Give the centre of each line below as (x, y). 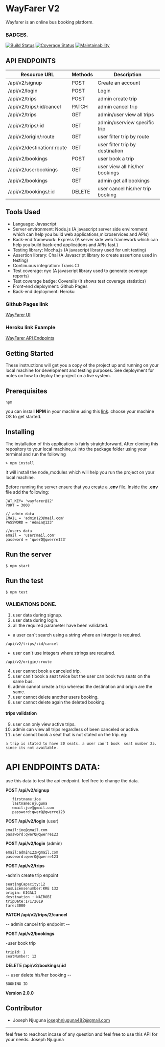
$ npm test (17, 592)
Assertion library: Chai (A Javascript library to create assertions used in (85, 255)
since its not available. (32, 748)
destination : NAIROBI (29, 897)
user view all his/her (121, 167)
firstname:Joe (26, 799)
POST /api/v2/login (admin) (34, 843)
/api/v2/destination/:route (37, 148)
